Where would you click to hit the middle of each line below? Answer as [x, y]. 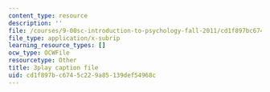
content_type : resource [48, 16]
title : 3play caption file [53, 68]
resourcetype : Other [43, 61]
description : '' [35, 23]
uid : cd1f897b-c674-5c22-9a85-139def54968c [82, 75]
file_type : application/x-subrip [64, 38]
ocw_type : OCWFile [39, 53]
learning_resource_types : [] [57, 46]
